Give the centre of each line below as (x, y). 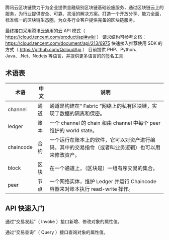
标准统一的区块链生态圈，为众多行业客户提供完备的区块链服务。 (71, 20)
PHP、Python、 (123, 50)
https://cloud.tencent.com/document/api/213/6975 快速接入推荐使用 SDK (81, 43)
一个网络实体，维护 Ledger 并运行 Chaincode (103, 181)
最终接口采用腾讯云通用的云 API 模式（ (45, 31)
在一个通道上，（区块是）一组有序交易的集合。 (104, 168)
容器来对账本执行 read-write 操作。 (92, 189)
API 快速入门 (25, 209)
